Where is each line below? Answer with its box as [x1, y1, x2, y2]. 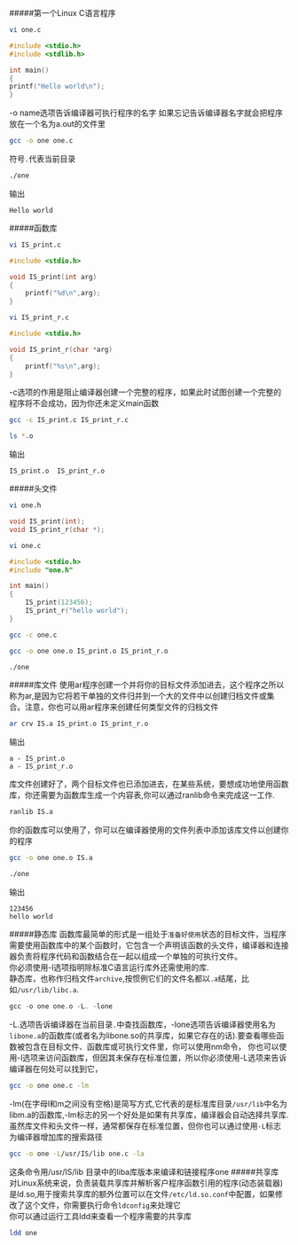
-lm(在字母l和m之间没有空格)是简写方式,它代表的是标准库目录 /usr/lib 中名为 [9, 1098, 288, 1108]
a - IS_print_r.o [9, 762, 74, 771]
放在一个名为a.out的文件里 [9, 119, 106, 129]
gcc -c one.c [9, 630, 58, 639]
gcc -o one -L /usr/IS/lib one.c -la [9, 1149, 145, 1158]
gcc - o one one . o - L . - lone [9, 1001, 114, 1011]
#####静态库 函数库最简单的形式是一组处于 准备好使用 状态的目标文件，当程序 [9, 928, 286, 939]
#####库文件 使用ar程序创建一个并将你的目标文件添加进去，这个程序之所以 [9, 679, 285, 690]
